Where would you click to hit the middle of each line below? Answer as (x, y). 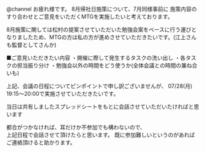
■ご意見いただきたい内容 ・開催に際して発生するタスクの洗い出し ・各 (96, 58)
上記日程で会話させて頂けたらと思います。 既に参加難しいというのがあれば (101, 135)
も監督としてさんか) (32, 45)
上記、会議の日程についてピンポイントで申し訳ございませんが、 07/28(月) (99, 86)
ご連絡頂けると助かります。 (41, 143)
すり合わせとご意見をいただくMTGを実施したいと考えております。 (90, 16)
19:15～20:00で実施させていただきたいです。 (63, 94)
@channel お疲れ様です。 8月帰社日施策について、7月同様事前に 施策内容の (102, 9)
